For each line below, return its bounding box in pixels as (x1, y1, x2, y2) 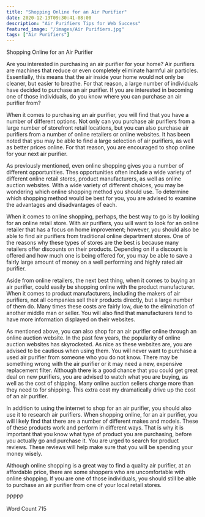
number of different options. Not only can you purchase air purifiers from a (6, 117, 195, 125)
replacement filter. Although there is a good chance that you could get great (6, 366, 198, 374)
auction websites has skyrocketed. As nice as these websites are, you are (6, 341, 193, 348)
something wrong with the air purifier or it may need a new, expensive (6, 360, 182, 368)
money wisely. (6, 450, 43, 458)
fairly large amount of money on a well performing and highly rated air (6, 258, 183, 266)
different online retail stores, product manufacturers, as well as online (6, 175, 182, 182)
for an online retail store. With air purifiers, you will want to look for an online (6, 220, 199, 227)
